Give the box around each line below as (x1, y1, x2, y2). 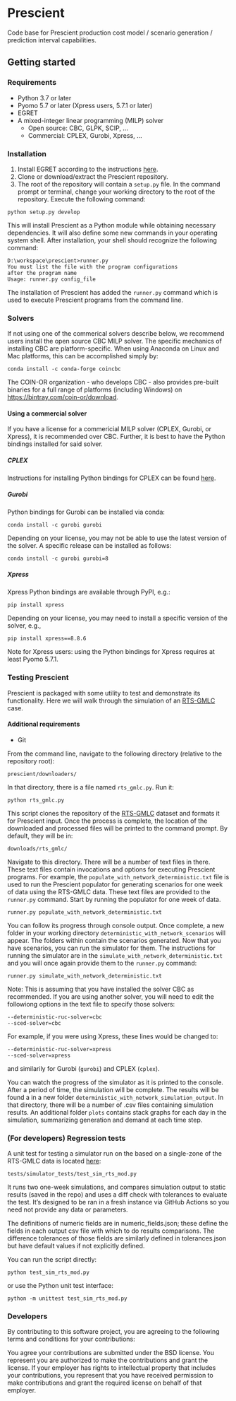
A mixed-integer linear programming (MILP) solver (17, 116, 164, 124)
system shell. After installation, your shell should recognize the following (7, 235, 217, 245)
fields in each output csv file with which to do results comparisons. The (7, 1226, 215, 1235)
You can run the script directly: (7, 1255, 97, 1264)
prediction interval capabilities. (7, 35, 97, 44)
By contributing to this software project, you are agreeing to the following (7, 1327, 220, 1336)
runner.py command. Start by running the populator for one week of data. (7, 895, 221, 903)
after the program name (7, 269, 77, 276)
